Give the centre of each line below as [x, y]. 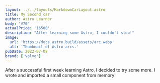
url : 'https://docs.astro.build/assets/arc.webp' [62, 42]
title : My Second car [28, 14]
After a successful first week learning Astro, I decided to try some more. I [80, 70]
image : [12, 38]
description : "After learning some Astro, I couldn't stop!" [70, 33]
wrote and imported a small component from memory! [60, 76]
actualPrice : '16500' [28, 28]
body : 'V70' [17, 24]
